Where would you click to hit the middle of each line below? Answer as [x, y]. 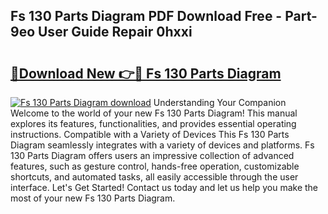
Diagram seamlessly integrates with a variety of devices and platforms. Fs [162, 145]
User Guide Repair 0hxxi [115, 32]
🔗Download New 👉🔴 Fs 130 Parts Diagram [146, 73]
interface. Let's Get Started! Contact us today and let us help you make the [164, 187]
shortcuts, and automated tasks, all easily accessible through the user [154, 177]
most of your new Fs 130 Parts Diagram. [93, 198]
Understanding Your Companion [220, 102]
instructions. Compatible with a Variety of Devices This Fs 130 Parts [150, 134]
